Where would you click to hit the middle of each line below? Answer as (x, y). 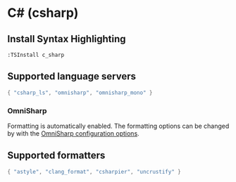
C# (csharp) (43, 13)
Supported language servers (72, 76)
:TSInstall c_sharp (36, 55)
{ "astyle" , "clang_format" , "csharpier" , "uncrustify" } (94, 171)
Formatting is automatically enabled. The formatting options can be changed (118, 126)
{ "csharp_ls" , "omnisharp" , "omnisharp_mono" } (80, 93)
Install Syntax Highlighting (67, 39)
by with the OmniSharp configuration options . (73, 133)
